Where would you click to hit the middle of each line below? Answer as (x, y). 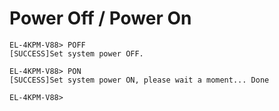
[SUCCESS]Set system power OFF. (76, 53)
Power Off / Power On (100, 18)
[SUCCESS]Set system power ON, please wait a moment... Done (139, 80)
